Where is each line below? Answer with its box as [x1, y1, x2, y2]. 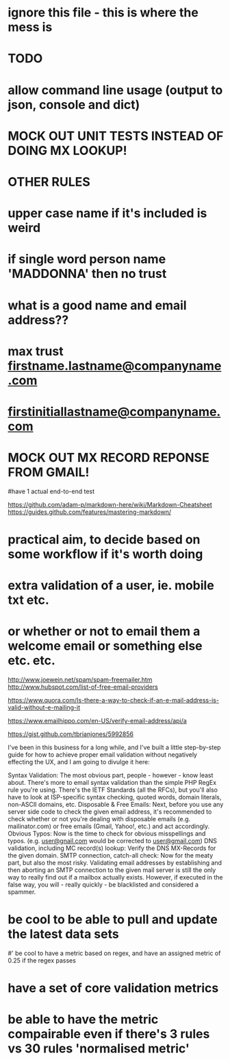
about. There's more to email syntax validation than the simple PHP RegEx [8, 779, 217, 787]
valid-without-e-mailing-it [8, 703, 81, 711]
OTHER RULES [8, 174, 91, 189]
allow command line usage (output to [8, 82, 223, 97]
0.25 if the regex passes [8, 956, 76, 965]
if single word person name [8, 252, 166, 267]
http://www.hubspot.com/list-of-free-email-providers [8, 683, 158, 691]
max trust [8, 343, 64, 359]
